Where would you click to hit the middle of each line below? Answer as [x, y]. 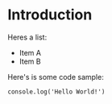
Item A [30, 52]
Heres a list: [27, 37]
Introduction [50, 15]
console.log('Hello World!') [56, 92]
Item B [30, 61]
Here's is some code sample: [56, 77]
